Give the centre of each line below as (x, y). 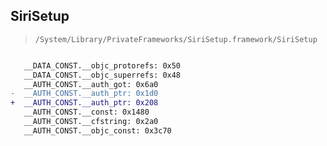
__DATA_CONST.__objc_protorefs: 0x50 (102, 65)
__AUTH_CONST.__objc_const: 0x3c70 (97, 130)
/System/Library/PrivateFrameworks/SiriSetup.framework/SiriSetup (176, 39)
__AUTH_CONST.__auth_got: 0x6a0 (91, 84)
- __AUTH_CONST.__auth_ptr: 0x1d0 (84, 94)
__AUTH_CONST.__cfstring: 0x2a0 (91, 122)
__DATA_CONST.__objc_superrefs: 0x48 (102, 75)
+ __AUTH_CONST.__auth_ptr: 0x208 (84, 103)
